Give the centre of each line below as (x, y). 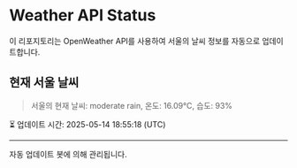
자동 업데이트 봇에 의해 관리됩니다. (68, 154)
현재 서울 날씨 (44, 83)
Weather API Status (83, 15)
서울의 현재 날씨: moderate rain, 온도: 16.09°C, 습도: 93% (131, 105)
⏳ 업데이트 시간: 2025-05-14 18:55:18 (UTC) (88, 124)
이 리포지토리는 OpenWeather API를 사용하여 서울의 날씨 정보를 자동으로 (135, 41)
